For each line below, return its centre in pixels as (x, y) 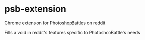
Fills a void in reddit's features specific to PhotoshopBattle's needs (72, 32)
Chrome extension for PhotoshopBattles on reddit (55, 23)
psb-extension (35, 9)
